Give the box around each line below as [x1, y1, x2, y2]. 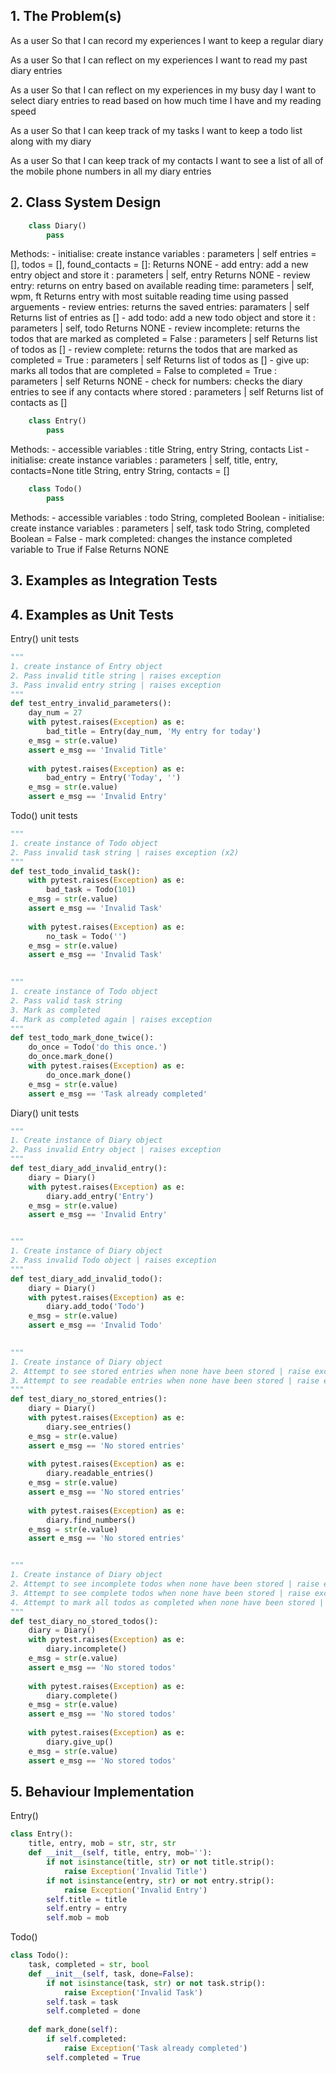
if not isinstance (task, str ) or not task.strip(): [46, 1978, 267, 1988]
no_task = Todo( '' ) [46, 931, 128, 941]
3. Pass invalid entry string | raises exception [10, 680, 222, 690]
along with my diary [10, 135, 92, 147]
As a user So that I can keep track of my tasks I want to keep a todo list [10, 124, 303, 136]
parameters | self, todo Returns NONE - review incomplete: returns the [10, 322, 301, 334]
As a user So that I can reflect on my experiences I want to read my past [10, 54, 308, 66]
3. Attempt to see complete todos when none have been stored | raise [10, 1588, 311, 1598]
